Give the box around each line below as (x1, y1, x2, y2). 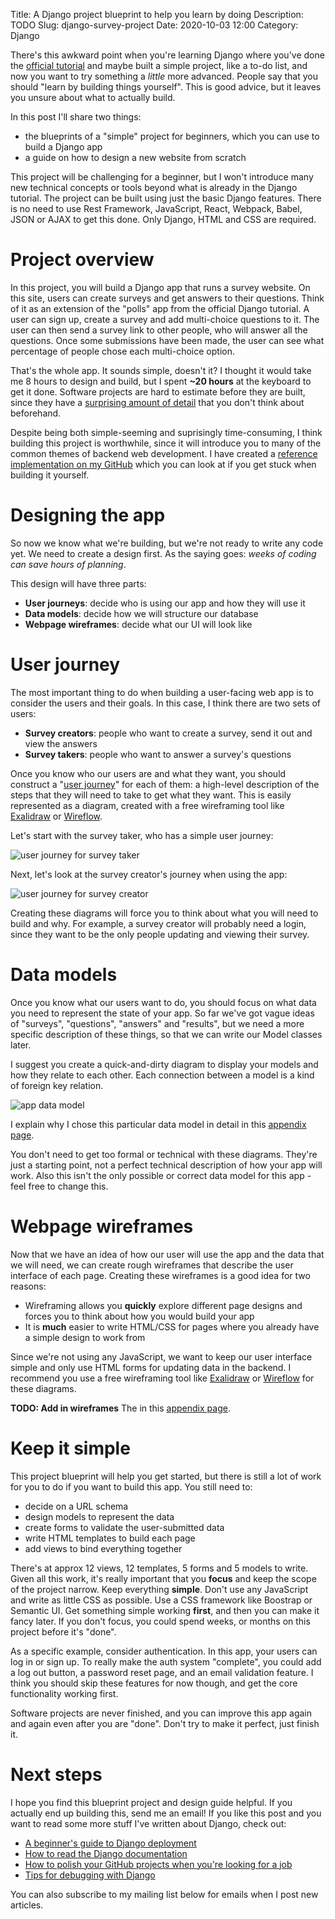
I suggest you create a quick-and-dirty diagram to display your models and (10, 1058, 319, 1070)
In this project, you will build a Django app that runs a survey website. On (10, 281, 311, 293)
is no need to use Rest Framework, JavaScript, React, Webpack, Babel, (10, 203, 303, 214)
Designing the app (10, 504, 166, 527)
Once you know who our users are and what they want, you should (10, 767, 287, 779)
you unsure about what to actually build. (10, 92, 176, 103)
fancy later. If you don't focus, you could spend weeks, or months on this (10, 1615, 311, 1627)
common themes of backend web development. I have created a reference (10, 447, 318, 459)
